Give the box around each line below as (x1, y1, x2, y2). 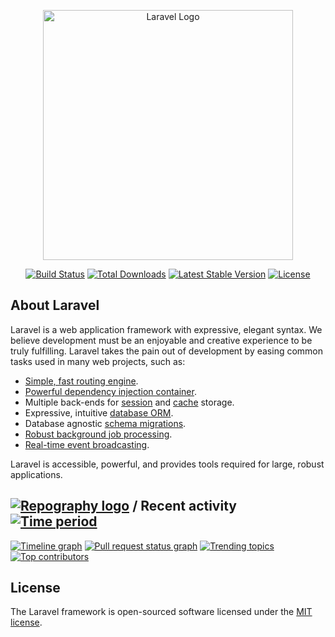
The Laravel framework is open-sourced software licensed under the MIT (10, 606, 313, 618)
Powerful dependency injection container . (24, 385, 197, 397)
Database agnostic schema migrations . (24, 417, 187, 429)
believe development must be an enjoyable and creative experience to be (10, 334, 313, 346)
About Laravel (10, 297, 100, 314)
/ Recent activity (132, 498, 237, 515)
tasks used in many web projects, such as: (10, 355, 186, 367)
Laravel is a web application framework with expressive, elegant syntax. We (10, 323, 323, 335)
